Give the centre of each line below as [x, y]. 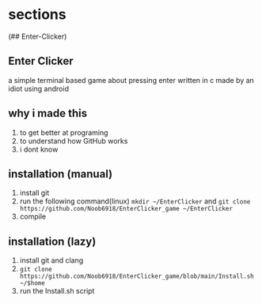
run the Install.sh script [57, 291]
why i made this [48, 113]
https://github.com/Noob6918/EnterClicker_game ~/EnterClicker [126, 209]
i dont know [39, 149]
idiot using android [39, 88]
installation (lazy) [52, 241]
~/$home [32, 283]
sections [37, 15]
